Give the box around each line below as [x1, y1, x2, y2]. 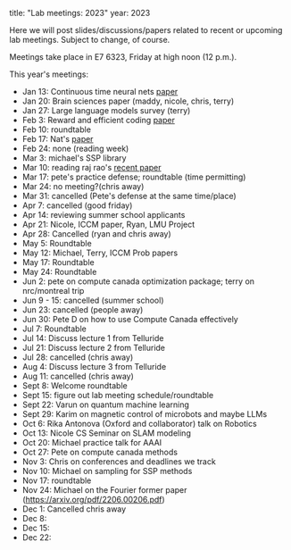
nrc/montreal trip [21, 286, 85, 296]
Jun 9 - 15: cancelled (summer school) [21, 295, 164, 305]
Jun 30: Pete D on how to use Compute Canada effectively [21, 314, 238, 324]
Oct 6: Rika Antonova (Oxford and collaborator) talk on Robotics [21, 419, 257, 429]
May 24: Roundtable [21, 267, 97, 277]
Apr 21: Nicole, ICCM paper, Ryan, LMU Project [21, 219, 195, 229]
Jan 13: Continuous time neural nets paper [21, 87, 179, 96]
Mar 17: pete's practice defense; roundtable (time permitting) [21, 171, 246, 182]
